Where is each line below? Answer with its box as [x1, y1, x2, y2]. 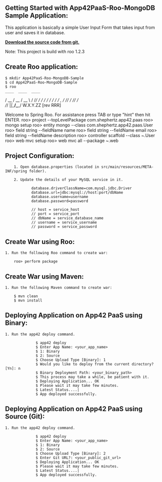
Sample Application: [5, 12, 68, 20]
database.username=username [31, 195, 89, 200]
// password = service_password [31, 224, 97, 229]
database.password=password [31, 199, 89, 204]
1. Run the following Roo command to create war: [5, 251, 108, 256]
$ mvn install [14, 298, 42, 303]
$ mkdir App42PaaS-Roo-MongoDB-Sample [5, 76, 84, 80]
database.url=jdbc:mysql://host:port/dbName [31, 190, 123, 195]
